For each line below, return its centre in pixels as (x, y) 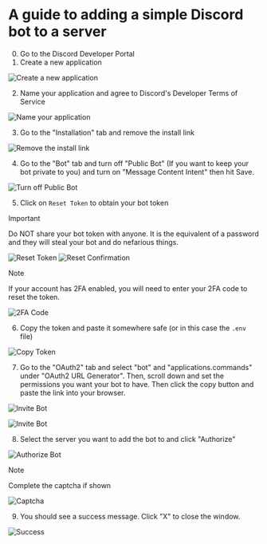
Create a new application (61, 62)
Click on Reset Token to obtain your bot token (94, 203)
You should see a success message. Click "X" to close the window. (130, 516)
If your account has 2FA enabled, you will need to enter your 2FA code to (128, 288)
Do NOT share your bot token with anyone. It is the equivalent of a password (133, 234)
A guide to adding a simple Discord (126, 15)
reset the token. (34, 297)
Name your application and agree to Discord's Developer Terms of (129, 93)
